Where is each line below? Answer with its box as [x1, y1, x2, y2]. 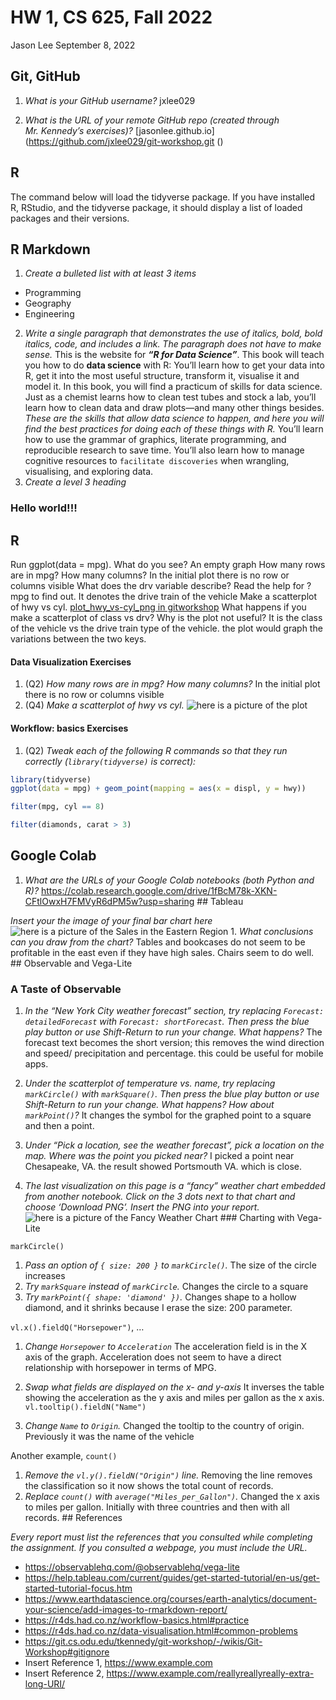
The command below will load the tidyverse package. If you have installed [10, 191, 316, 203]
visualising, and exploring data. [24, 466, 154, 478]
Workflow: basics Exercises [10, 722, 129, 734]
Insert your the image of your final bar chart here [10, 914, 213, 926]
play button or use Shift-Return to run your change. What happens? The [24, 1026, 323, 1038]
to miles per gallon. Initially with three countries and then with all [24, 1501, 290, 1513]
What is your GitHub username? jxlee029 [24, 94, 196, 106]
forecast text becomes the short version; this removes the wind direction [24, 1037, 325, 1049]
